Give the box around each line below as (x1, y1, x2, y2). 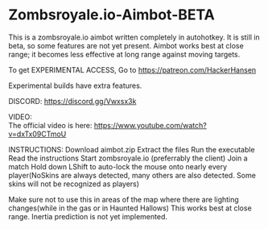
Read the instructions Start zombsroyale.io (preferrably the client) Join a (8, 153, 248, 163)
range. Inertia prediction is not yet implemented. (8, 211, 167, 221)
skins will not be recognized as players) (8, 179, 139, 189)
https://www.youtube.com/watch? (93, 120, 207, 130)
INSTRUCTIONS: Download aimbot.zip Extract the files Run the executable (8, 144, 255, 154)
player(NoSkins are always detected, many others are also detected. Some (8, 170, 256, 180)
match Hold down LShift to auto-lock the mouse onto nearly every (8, 161, 228, 171)
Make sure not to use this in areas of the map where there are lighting (8, 194, 239, 204)
